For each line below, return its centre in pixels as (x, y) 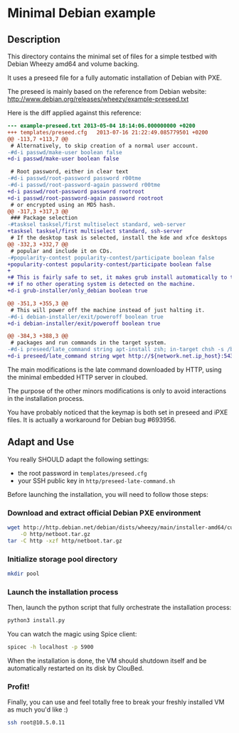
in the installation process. (46, 398)
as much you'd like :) (38, 710)
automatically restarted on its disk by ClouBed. (76, 668)
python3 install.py (36, 621)
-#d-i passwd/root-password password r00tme (74, 178)
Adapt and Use (41, 442)
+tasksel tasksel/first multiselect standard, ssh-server (95, 231)
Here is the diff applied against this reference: (74, 113)
